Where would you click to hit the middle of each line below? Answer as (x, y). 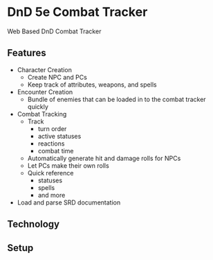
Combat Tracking (42, 114)
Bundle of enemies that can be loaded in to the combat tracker (117, 99)
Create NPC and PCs (57, 77)
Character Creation (45, 69)
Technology (34, 224)
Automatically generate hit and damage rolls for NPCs (104, 158)
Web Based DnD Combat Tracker (54, 31)
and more (52, 195)
